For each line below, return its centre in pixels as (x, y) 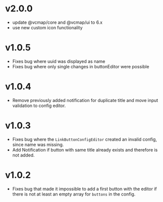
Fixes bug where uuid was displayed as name (59, 61)
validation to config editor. (39, 105)
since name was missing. (38, 145)
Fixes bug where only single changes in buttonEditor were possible (81, 66)
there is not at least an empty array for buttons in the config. (74, 194)
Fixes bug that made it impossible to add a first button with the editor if (84, 189)
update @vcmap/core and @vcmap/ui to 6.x (57, 22)
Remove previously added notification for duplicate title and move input (85, 100)
